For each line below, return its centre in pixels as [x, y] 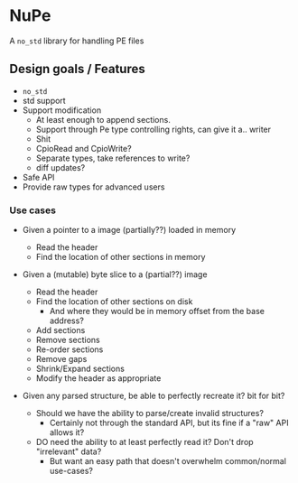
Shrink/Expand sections [80, 369]
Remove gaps [61, 359]
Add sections [61, 330]
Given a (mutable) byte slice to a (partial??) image [115, 274]
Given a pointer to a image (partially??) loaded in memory [129, 230]
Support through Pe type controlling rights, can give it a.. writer [154, 129]
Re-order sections [70, 349]
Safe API [38, 177]
